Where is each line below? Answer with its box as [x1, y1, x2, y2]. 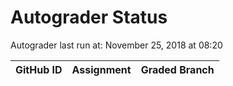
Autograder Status [10, 6, 168, 29]
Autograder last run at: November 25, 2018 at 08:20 [10, 39, 223, 51]
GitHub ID [15, 62, 63, 76]
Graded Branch [140, 62, 215, 76]
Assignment [71, 62, 132, 76]
